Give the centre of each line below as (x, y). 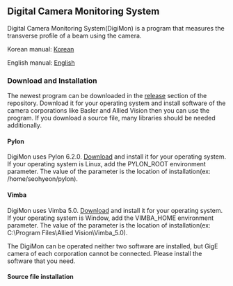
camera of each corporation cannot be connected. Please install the (105, 253)
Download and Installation (52, 81)
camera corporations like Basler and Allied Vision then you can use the (109, 111)
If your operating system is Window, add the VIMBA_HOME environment (111, 218)
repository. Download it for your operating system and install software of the (116, 103)
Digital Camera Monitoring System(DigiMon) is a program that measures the (116, 28)
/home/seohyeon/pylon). (43, 179)
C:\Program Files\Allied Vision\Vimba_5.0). (67, 232)
